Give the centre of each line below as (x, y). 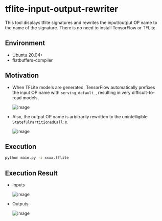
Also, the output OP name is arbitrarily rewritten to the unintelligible (80, 116)
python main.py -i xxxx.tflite (37, 158)
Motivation (22, 76)
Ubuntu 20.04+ (27, 55)
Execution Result (31, 173)
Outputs (20, 204)
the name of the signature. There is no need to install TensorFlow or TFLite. (81, 27)
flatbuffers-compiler (32, 60)
